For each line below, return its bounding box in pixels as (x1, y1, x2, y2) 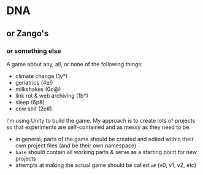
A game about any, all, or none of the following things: (6, 60, 143, 68)
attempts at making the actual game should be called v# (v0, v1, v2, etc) (15, 161, 197, 169)
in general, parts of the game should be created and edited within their (15, 135, 194, 142)
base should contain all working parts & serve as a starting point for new (15, 148, 197, 155)
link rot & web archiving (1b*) (15, 91, 89, 99)
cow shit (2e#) (15, 105, 52, 112)
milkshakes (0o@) (15, 85, 61, 93)
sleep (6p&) (15, 98, 45, 106)
